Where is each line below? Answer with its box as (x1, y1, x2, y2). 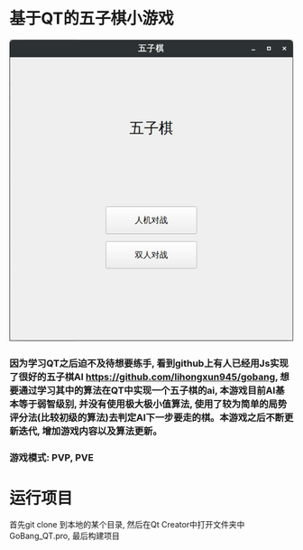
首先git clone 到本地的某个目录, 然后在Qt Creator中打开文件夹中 (9, 519, 245, 530)
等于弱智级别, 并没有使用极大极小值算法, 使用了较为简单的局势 (18, 397, 288, 410)
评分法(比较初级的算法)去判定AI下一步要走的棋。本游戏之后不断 (9, 411, 285, 424)
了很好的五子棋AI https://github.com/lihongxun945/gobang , (9, 370, 279, 383)
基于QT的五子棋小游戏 (9, 8, 174, 29)
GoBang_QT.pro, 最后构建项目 (9, 530, 120, 542)
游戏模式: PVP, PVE (9, 451, 95, 463)
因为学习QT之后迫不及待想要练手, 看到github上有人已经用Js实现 (9, 357, 289, 369)
